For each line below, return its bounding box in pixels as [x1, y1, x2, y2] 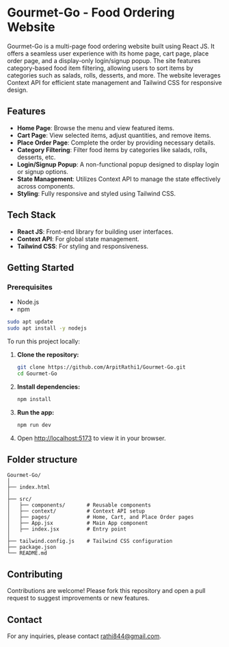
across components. [16, 182, 75, 190]
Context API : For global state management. [16, 234, 140, 243]
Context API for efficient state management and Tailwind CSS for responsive [7, 78, 222, 86]
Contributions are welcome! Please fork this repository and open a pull [7, 587, 206, 595]
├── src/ [7, 496, 32, 503]
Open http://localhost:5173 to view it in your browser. [16, 434, 166, 442]
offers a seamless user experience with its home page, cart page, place [7, 49, 209, 58]
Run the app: [16, 408, 55, 416]
